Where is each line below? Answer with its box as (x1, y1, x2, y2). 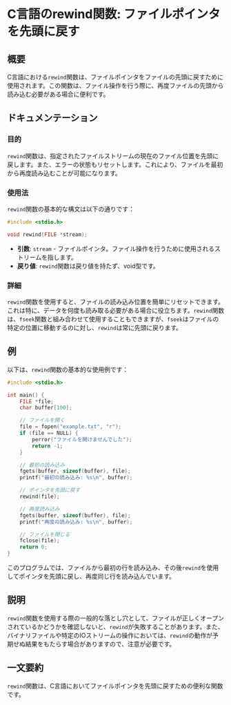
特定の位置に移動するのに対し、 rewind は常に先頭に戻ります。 (7, 324, 183, 332)
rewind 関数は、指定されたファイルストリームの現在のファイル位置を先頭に (7, 151, 219, 160)
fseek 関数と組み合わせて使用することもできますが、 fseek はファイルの (19, 315, 219, 323)
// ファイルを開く (19, 417, 66, 424)
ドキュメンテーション (7, 112, 98, 124)
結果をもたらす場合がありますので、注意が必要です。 (25, 639, 176, 648)
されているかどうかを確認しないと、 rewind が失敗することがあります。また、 (7, 622, 224, 630)
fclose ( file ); (19, 537, 60, 544)
